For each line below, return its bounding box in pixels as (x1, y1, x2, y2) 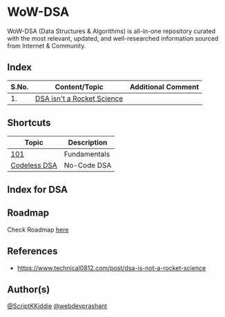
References (7, 245, 58, 257)
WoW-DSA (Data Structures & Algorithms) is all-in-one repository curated (7, 27, 216, 35)
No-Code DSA (63, 160, 112, 170)
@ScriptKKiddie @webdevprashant (7, 302, 108, 310)
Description (68, 137, 108, 147)
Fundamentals (63, 149, 110, 158)
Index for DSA (7, 183, 68, 195)
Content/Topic (55, 82, 104, 92)
